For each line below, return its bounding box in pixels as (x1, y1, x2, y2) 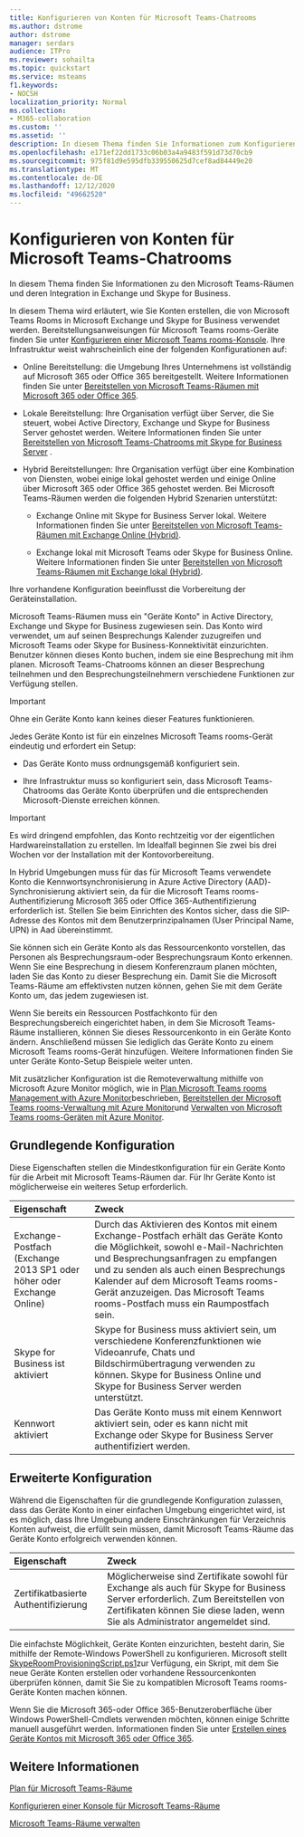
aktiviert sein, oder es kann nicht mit (94, 1417, 249, 1430)
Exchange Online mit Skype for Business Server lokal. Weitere (35, 510, 267, 521)
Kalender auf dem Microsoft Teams (94, 1274, 244, 1287)
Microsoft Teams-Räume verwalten (9, 1818, 141, 1829)
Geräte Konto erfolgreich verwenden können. (9, 1533, 178, 1544)
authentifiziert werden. (94, 1440, 191, 1452)
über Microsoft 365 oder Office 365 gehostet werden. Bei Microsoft (22, 483, 275, 493)
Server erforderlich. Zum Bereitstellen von (107, 1593, 285, 1605)
